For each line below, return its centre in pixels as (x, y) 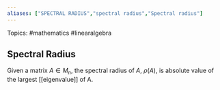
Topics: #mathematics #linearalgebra (59, 33)
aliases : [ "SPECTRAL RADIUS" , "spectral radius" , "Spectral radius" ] (105, 13)
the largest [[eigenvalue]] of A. (50, 80)
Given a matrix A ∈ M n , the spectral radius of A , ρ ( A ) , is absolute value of (111, 71)
